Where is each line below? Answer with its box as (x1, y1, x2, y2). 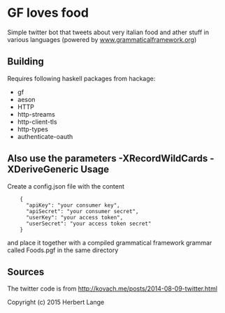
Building (7, 56, 44, 68)
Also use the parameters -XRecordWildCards (7, 152, 208, 165)
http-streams (17, 110, 56, 118)
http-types (17, 124, 49, 133)
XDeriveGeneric (7, 163, 79, 175)
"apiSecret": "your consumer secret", (25, 208, 139, 214)
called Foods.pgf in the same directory (7, 246, 119, 254)
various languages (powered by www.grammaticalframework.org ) (7, 35, 197, 43)
